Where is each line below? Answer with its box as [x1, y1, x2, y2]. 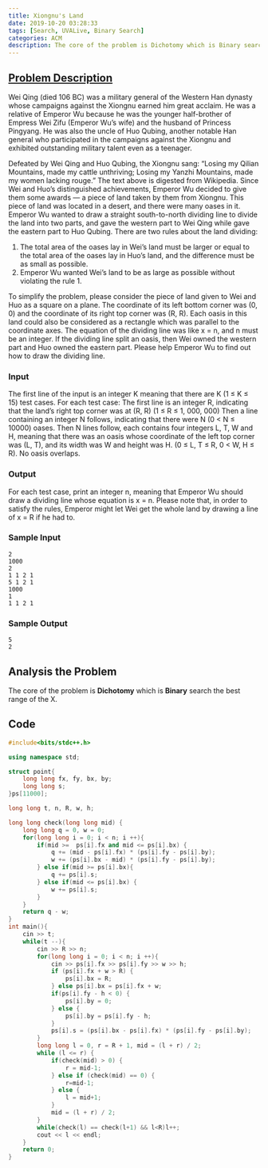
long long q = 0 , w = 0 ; [22, 826, 105, 834]
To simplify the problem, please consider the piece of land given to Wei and [8, 291, 257, 301]
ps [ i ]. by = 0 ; [65, 997, 112, 1005]
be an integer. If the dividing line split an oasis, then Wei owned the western [8, 333, 257, 344]
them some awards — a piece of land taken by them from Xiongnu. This [8, 193, 245, 202]
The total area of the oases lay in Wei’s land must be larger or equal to [19, 241, 250, 252]
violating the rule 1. [19, 276, 82, 285]
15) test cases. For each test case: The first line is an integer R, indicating [8, 397, 249, 408]
